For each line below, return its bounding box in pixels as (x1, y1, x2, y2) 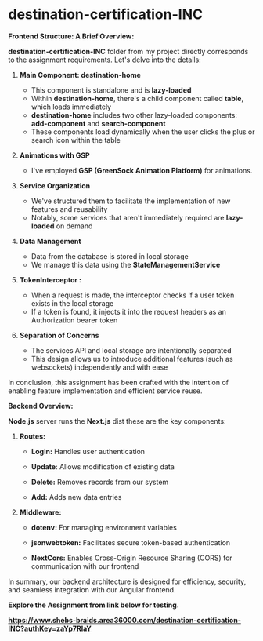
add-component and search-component (31, 118, 166, 128)
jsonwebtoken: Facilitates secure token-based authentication (31, 537, 231, 547)
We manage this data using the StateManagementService (31, 260, 221, 269)
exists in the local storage (31, 298, 114, 308)
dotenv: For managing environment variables (31, 523, 178, 532)
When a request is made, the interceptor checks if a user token (31, 290, 235, 300)
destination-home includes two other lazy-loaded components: (31, 110, 237, 119)
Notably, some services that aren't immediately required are (31, 213, 225, 222)
